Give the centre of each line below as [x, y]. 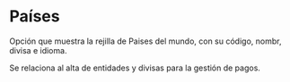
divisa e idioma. [38, 50]
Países [35, 16]
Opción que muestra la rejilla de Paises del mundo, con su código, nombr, [145, 41]
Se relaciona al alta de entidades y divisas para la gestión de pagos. [135, 68]
